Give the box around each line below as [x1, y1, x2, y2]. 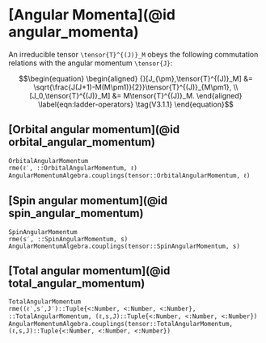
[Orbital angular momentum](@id [8, 123, 180, 136]
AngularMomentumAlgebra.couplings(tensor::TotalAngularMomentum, [8, 320, 233, 328]
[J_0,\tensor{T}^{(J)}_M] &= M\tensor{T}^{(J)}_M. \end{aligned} [29, 90, 243, 100]
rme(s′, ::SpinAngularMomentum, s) [8, 235, 129, 243]
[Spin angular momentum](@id [8, 194, 168, 207]
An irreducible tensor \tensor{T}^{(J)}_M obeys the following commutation [8, 49, 259, 59]
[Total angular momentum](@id [8, 264, 171, 278]
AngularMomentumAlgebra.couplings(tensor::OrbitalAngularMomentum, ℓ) [8, 171, 251, 179]
